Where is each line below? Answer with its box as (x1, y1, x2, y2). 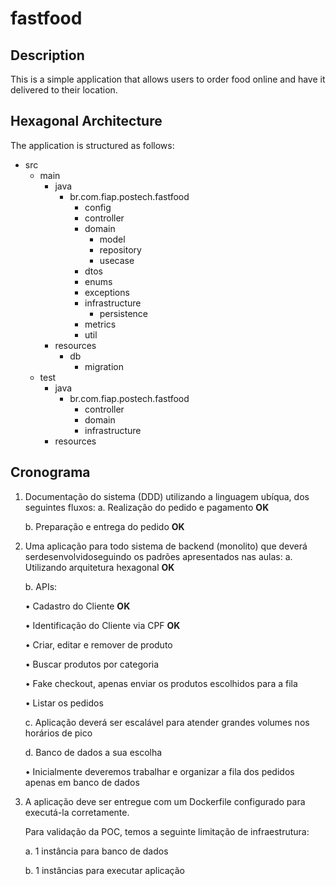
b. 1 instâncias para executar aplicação (24, 864, 185, 876)
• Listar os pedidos (24, 697, 104, 709)
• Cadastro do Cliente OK (24, 600, 131, 612)
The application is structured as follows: (10, 139, 175, 151)
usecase (99, 254, 135, 266)
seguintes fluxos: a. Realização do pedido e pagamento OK (24, 501, 270, 513)
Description (10, 47, 85, 64)
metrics (84, 318, 117, 330)
